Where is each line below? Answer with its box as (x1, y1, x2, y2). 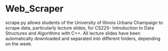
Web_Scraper (5, 3, 64, 14)
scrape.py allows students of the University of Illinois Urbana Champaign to (5, 19, 163, 25)
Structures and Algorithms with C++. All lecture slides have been (5, 30, 141, 36)
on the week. (5, 40, 32, 46)
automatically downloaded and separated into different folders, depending (5, 35, 161, 41)
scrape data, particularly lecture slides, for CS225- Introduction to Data (5, 24, 154, 30)
